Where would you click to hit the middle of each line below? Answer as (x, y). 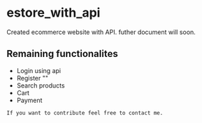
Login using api (38, 70)
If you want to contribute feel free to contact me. (85, 113)
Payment (29, 100)
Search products (41, 85)
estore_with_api (53, 13)
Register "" (32, 78)
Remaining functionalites (62, 54)
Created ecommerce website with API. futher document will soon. (101, 32)
